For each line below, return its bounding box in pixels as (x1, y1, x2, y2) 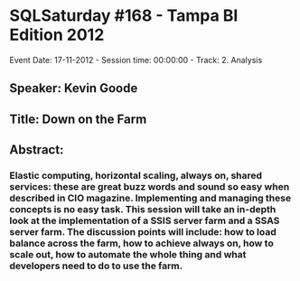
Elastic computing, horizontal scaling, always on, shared (9, 169, 263, 182)
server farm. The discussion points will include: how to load (9, 226, 277, 239)
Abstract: (9, 142, 64, 158)
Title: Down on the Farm (9, 111, 147, 126)
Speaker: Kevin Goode (9, 80, 138, 96)
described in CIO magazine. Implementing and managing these (9, 192, 292, 204)
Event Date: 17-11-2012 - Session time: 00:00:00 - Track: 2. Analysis (9, 54, 263, 65)
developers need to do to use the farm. (9, 259, 183, 272)
